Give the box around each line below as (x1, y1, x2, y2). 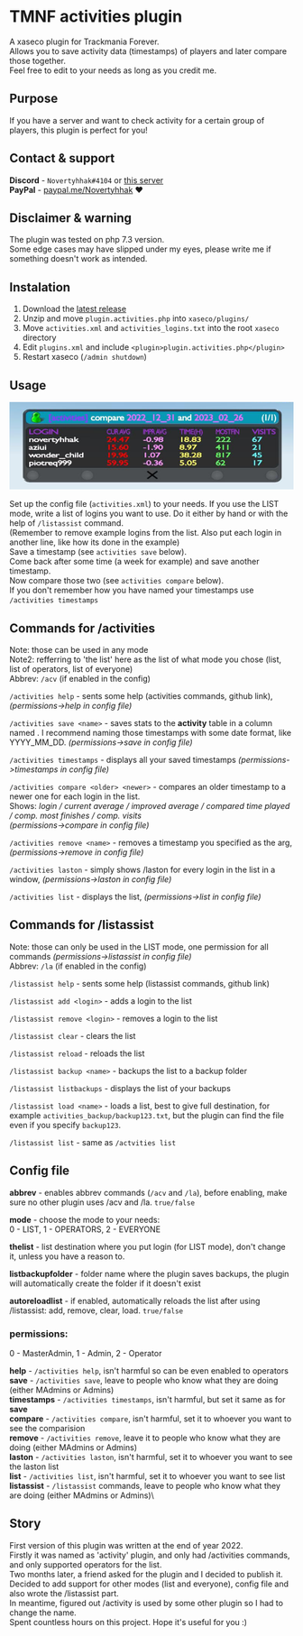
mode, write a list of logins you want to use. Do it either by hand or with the (9, 508, 289, 519)
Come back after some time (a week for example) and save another (9, 556, 260, 567)
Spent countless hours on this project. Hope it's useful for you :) (9, 1616, 248, 1627)
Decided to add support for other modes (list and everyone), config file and (9, 1578, 289, 1589)
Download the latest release (22, 304, 127, 315)
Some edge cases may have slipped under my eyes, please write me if (9, 244, 272, 254)
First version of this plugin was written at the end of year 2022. (9, 1539, 243, 1550)
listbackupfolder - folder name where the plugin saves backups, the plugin (9, 1268, 289, 1279)
